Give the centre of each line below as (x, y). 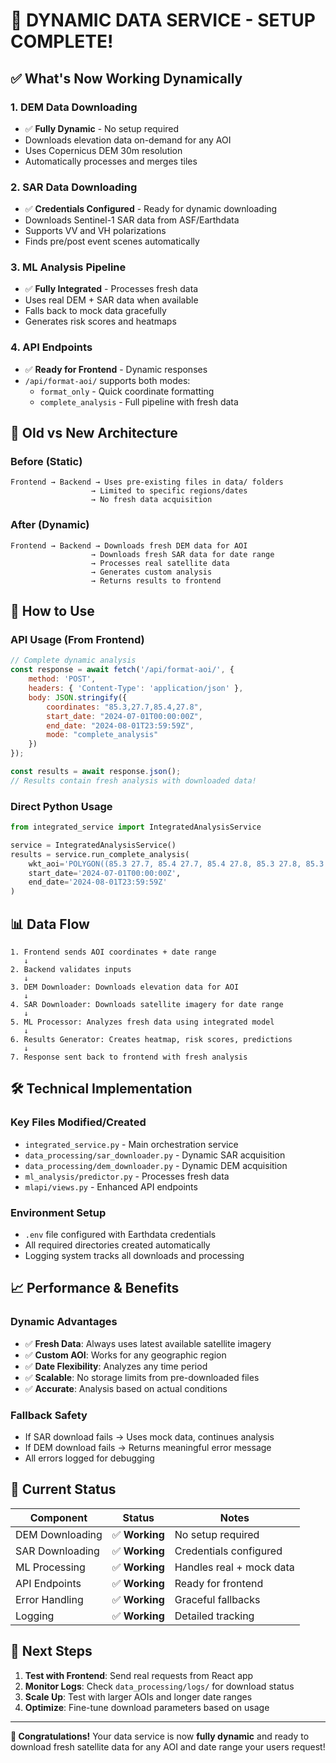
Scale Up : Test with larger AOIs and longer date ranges (138, 1696)
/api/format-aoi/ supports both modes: (107, 380)
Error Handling (49, 1599)
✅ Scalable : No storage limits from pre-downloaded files (142, 1377)
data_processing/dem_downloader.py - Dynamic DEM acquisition (156, 1165)
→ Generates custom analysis (151, 572)
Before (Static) (46, 462)
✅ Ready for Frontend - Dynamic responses (116, 369)
